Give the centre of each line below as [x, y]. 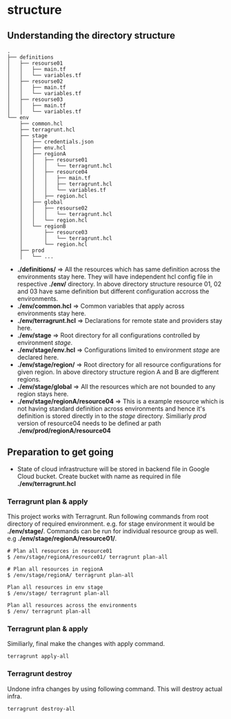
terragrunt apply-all [38, 657]
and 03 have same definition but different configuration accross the [113, 291]
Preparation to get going [60, 452]
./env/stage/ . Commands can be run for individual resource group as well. [113, 531]
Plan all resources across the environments [72, 606]
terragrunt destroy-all [41, 709]
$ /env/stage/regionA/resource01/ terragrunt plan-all [88, 558]
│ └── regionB [43, 226]
